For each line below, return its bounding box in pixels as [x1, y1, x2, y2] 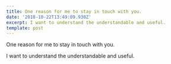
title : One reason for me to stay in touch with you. [6, 8, 142, 15]
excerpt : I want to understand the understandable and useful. [6, 19, 166, 25]
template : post [6, 25, 44, 31]
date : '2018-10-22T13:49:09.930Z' [6, 14, 92, 20]
